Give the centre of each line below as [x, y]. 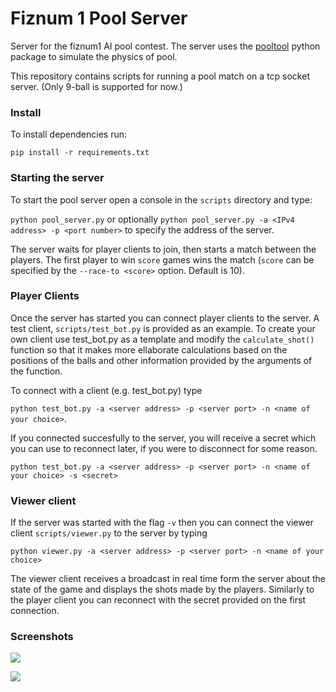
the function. [36, 371]
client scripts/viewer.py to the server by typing [109, 533]
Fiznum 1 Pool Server [99, 18]
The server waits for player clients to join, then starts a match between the [163, 249]
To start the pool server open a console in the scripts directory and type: [161, 199]
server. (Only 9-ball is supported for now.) [96, 86]
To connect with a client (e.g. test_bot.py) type [106, 390]
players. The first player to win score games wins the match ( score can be [162, 259]
